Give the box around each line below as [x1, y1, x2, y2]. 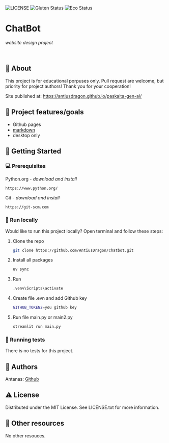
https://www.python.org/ [5, 186, 58, 191]
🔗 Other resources [5, 419, 65, 428]
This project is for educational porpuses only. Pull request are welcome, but [5, 77, 164, 84]
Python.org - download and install [5, 176, 77, 182]
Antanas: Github [5, 376, 39, 382]
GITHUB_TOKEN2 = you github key [12, 305, 77, 310]
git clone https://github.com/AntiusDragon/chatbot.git [12, 248, 134, 253]
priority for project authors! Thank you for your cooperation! [5, 83, 131, 89]
